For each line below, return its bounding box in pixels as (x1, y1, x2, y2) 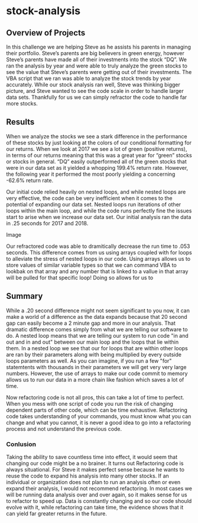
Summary (6, 291, 43, 301)
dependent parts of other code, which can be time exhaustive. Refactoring (6, 406, 188, 414)
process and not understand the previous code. (6, 425, 122, 432)
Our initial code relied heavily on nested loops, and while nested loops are (6, 188, 186, 195)
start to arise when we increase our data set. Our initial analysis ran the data (6, 213, 191, 220)
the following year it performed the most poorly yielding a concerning (6, 170, 176, 177)
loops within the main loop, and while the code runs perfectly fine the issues (6, 207, 192, 214)
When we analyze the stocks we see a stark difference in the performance (6, 133, 187, 140)
